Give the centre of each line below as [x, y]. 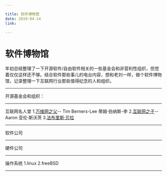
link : [11, 23]
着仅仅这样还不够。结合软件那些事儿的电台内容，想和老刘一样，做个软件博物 [83, 75]
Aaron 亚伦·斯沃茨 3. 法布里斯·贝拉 [40, 118]
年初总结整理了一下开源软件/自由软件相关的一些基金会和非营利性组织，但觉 [82, 69]
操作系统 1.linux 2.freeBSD [32, 163]
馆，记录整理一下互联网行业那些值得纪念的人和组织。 [60, 81]
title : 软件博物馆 [22, 14]
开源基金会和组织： [25, 96]
